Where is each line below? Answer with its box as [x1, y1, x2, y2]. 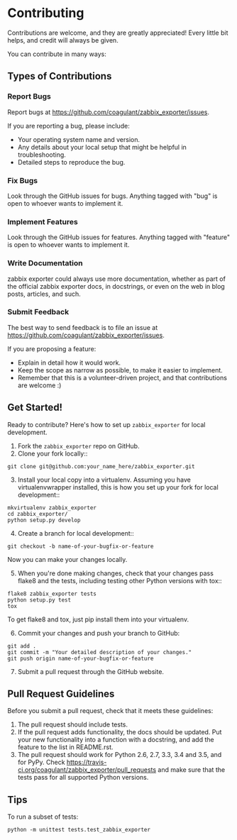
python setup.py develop [7, 516, 81, 524]
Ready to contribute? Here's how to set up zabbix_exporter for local [7, 420, 206, 429]
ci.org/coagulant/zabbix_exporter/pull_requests [17, 766, 157, 774]
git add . [7, 642, 37, 650]
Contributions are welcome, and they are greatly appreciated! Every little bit [7, 28, 228, 37]
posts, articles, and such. [7, 289, 82, 298]
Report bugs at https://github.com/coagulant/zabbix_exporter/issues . [7, 108, 210, 116]
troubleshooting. [17, 150, 66, 159]
